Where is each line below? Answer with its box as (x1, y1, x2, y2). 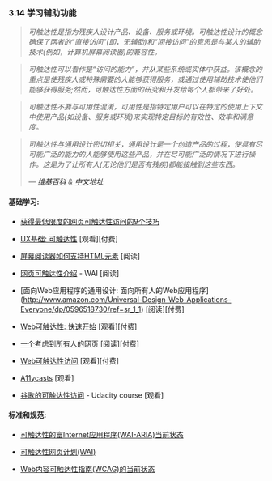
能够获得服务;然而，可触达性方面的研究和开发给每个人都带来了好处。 (28, 85, 258, 95)
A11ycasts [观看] (19, 372, 74, 382)
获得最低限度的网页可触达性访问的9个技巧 (19, 216, 160, 226)
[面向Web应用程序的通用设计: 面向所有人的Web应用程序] (19, 285, 209, 295)
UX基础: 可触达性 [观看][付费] (19, 233, 119, 244)
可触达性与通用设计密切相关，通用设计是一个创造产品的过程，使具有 (28, 139, 256, 149)
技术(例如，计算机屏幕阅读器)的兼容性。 (28, 47, 162, 57)
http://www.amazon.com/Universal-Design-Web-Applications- (23, 294, 232, 304)
